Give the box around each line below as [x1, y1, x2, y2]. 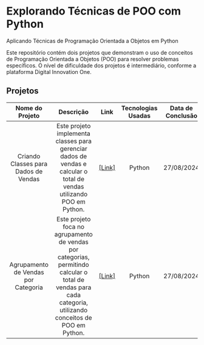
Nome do [15, 104, 42, 112]
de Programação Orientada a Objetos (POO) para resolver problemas [6, 55, 179, 62]
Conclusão [165, 111, 198, 119]
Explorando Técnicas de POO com [6, 4, 181, 18]
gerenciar [59, 144, 87, 153]
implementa [56, 129, 91, 138]
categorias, [57, 253, 90, 261]
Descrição [58, 107, 89, 116]
